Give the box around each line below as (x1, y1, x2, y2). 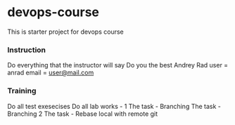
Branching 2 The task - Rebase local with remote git (7, 110, 158, 118)
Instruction (7, 45, 46, 55)
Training (7, 86, 37, 96)
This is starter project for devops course (7, 27, 125, 36)
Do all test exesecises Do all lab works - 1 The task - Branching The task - (7, 102, 222, 110)
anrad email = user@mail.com (7, 68, 94, 77)
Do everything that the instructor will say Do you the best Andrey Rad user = (7, 61, 229, 70)
